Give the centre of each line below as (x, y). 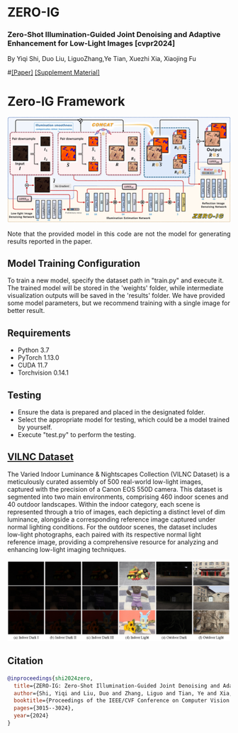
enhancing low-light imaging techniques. (67, 549)
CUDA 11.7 (33, 365)
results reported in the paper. (50, 241)
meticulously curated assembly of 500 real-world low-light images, (105, 481)
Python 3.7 (33, 350)
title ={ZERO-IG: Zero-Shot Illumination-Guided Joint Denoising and (117, 685)
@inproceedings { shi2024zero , (50, 678)
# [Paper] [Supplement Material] (54, 72)
